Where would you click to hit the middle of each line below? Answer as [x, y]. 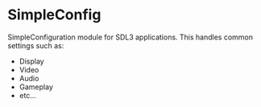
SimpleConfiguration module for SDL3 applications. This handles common [130, 37]
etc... [28, 95]
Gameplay [36, 87]
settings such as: [36, 45]
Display [32, 61]
